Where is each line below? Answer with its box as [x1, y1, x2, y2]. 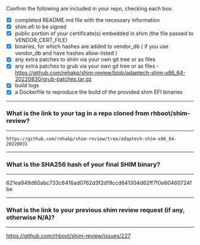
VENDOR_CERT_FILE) [14, 37, 68, 44]
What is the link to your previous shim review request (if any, [6, 206, 185, 214]
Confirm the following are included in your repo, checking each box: [6, 5, 173, 12]
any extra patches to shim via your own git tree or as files [14, 56, 156, 63]
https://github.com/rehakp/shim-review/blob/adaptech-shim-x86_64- [14, 69, 186, 77]
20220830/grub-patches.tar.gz [14, 75, 92, 82]
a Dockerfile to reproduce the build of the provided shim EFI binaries [14, 88, 183, 96]
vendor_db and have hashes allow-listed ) [14, 50, 118, 57]
